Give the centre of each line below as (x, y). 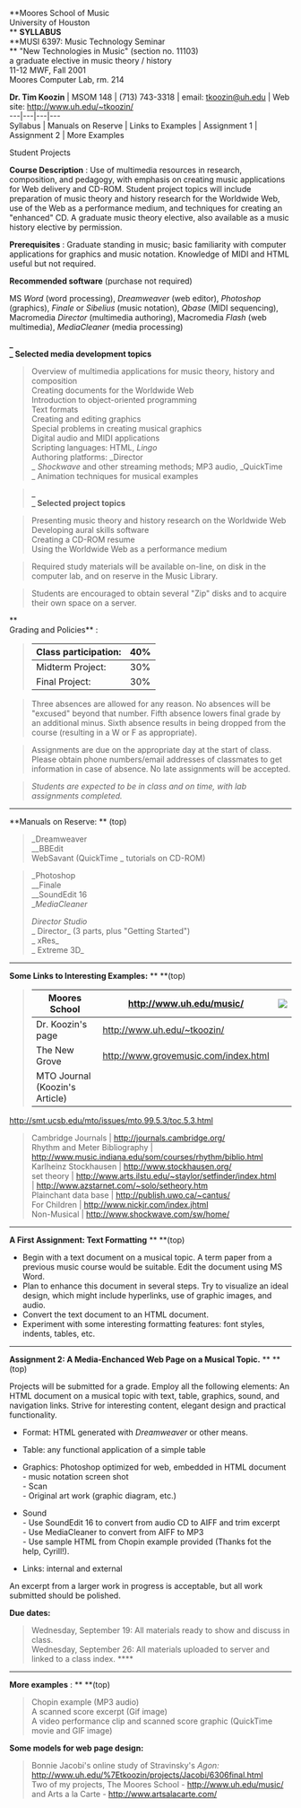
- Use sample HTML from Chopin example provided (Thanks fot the (146, 1542)
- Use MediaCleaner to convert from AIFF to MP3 (113, 1532)
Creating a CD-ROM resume (83, 539)
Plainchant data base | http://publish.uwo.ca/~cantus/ (130, 1195)
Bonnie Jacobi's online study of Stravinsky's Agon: (125, 1765)
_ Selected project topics (78, 503)
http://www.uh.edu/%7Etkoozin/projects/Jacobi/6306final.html (147, 1775)
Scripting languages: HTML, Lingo (94, 447)
